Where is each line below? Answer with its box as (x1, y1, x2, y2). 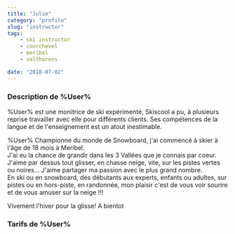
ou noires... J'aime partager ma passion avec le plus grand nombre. (7, 165, 203, 174)
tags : (7, 29, 23, 37)
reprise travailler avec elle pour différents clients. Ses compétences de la (7, 115, 218, 123)
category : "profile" (7, 17, 68, 24)
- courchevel (20, 43, 58, 50)
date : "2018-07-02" (7, 68, 65, 76)
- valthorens (20, 56, 58, 63)
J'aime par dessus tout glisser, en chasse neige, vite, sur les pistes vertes (7, 158, 221, 167)
